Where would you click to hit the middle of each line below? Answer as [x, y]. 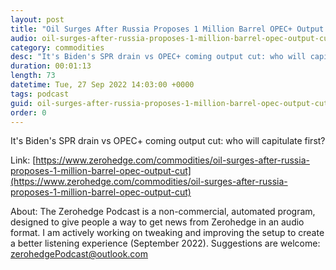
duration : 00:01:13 [51, 66]
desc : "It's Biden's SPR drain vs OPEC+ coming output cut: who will [158, 57]
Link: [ [23, 160]
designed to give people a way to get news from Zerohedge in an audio [157, 222]
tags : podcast [40, 94]
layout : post [37, 19]
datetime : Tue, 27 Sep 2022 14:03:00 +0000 [102, 85]
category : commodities [57, 47]
